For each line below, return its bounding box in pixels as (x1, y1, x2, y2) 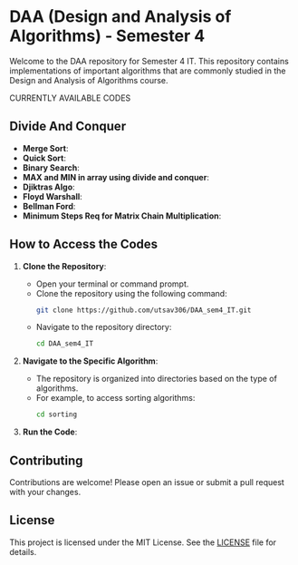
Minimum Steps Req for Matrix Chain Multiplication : (22, 210, 222, 221)
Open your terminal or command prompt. (35, 278, 189, 289)
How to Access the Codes (9, 237, 159, 252)
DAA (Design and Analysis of (9, 6, 232, 27)
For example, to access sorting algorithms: (35, 393, 196, 404)
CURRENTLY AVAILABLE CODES (9, 93, 131, 103)
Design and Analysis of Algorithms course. (9, 74, 169, 85)
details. (9, 546, 37, 557)
